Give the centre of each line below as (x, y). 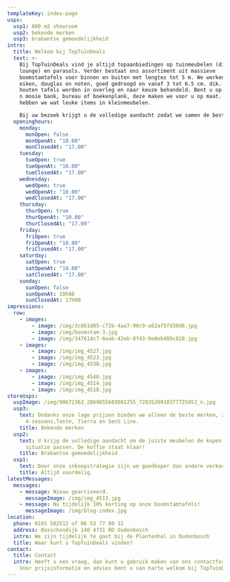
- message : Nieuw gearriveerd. (64, 491)
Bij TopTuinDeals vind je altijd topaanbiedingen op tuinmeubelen (116, 65)
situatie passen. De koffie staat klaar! (85, 447)
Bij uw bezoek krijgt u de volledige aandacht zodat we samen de (115, 115)
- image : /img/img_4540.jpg (72, 377)
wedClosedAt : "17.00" (56, 198)
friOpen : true (46, 236)
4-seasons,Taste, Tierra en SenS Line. (82, 421)
